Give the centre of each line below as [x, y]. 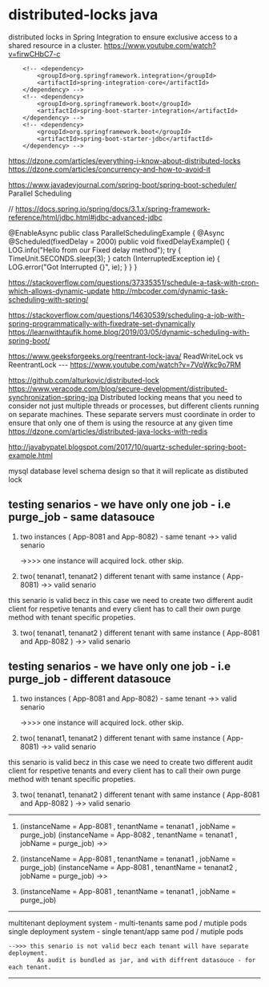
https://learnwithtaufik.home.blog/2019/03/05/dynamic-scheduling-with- [129, 332]
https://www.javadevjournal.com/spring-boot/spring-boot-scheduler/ [123, 184]
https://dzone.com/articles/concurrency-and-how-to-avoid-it [109, 169]
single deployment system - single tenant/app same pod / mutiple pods [126, 931]
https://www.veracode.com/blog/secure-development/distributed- [118, 388]
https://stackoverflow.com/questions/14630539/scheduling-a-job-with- [127, 315]
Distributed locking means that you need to [171, 397]
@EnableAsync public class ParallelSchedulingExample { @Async [116, 233]
